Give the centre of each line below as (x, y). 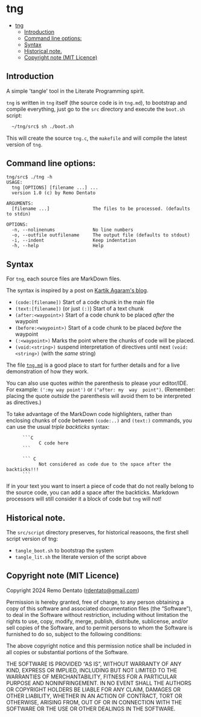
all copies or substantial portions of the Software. (67, 652)
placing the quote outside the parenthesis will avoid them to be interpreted (99, 396)
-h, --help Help (58, 246)
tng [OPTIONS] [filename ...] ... (55, 188)
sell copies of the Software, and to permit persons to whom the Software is (100, 627)
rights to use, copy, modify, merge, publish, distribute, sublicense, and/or (97, 621)
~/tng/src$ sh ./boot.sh (43, 126)
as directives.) (24, 402)
